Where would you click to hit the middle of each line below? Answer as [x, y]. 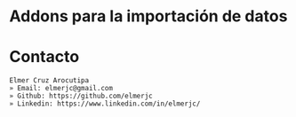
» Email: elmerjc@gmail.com [61, 89]
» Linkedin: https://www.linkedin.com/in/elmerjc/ [105, 104]
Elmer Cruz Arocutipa [49, 81]
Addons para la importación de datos [148, 16]
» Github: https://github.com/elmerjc [81, 96]
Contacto [44, 57]
